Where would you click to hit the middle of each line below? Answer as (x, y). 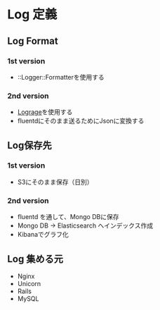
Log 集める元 (35, 259)
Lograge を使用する (45, 112)
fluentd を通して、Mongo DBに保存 (68, 217)
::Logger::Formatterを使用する (61, 77)
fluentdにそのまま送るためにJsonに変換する (81, 121)
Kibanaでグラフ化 (43, 235)
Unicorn (29, 283)
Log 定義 (32, 14)
